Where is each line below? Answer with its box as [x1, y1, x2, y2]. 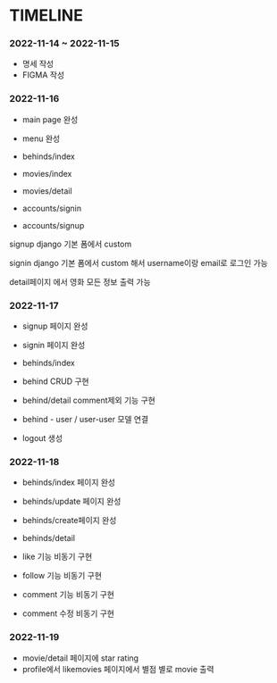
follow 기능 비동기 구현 [21, 571, 103, 581]
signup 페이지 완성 [21, 321, 88, 331]
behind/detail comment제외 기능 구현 [21, 395, 156, 406]
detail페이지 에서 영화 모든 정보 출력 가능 [9, 276, 151, 287]
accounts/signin [21, 203, 82, 213]
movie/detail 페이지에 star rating [21, 653, 139, 663]
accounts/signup [21, 220, 85, 230]
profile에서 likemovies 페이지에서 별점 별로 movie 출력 [21, 663, 214, 674]
